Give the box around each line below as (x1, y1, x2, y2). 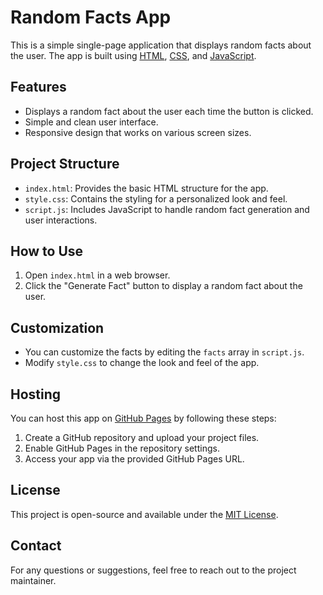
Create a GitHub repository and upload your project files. (24, 432, 260, 443)
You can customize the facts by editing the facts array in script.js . (24, 346, 305, 358)
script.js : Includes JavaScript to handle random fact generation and (24, 203, 310, 215)
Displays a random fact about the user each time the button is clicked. (24, 105, 314, 117)
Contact (10, 537, 62, 555)
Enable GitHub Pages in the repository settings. (24, 442, 220, 454)
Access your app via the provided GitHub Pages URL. (24, 453, 245, 465)
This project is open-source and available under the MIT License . (10, 508, 279, 520)
